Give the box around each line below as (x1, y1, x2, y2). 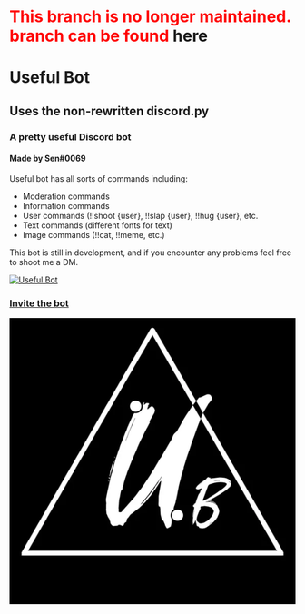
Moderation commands (22, 191, 111, 202)
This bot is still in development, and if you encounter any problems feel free (9, 247, 292, 258)
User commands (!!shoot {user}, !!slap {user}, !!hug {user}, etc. (22, 210, 259, 221)
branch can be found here (9, 25, 209, 46)
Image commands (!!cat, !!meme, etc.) (22, 229, 165, 240)
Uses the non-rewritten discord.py (9, 103, 210, 119)
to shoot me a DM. (9, 256, 79, 267)
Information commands (22, 200, 111, 211)
